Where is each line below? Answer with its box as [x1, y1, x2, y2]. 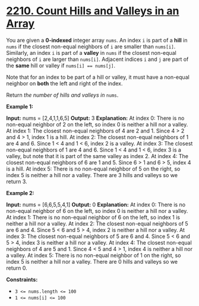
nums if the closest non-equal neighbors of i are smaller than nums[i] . [6, 43, 176, 50]
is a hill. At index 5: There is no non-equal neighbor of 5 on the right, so [6, 165, 181, 172]
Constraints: [6, 276, 38, 283]
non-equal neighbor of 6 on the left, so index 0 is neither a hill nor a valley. [6, 207, 188, 214]
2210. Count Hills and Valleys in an [6, 4, 179, 18]
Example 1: [6, 103, 34, 110]
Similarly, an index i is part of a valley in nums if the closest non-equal [6, 49, 176, 56]
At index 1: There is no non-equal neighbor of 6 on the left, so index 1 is [6, 214, 180, 221]
